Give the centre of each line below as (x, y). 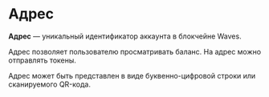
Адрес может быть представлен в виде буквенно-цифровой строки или (132, 75)
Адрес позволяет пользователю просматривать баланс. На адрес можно (135, 51)
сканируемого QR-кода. (49, 84)
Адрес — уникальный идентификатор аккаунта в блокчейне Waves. (125, 36)
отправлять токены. (42, 60)
